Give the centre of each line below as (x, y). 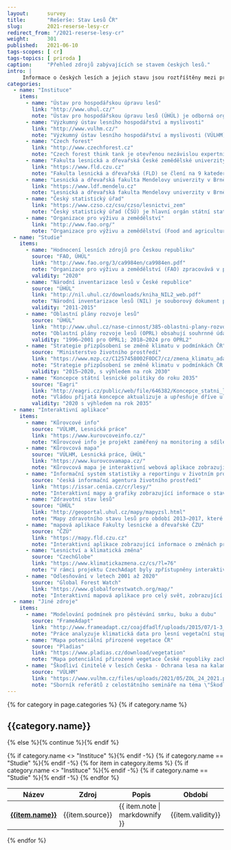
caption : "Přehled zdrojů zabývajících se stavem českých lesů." (109, 65)
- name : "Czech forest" (59, 142)
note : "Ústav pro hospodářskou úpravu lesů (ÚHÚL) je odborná (123, 116)
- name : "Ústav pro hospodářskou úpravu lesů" (93, 103)
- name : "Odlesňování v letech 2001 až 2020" (91, 576)
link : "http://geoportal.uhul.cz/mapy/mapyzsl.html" (109, 512)
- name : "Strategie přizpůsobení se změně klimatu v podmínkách (119, 346)
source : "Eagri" (55, 384)
